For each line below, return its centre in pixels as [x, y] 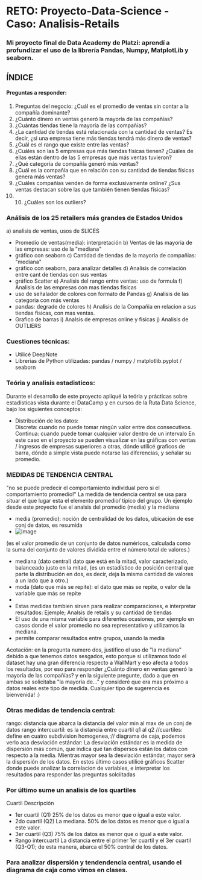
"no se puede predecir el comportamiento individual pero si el [83, 488]
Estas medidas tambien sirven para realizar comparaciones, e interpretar [105, 606]
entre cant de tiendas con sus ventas [61, 275]
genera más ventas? [40, 177]
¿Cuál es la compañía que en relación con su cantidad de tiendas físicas [105, 170]
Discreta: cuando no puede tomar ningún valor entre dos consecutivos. [103, 427]
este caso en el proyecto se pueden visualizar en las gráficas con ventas [105, 440]
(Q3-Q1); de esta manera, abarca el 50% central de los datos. [91, 847]
